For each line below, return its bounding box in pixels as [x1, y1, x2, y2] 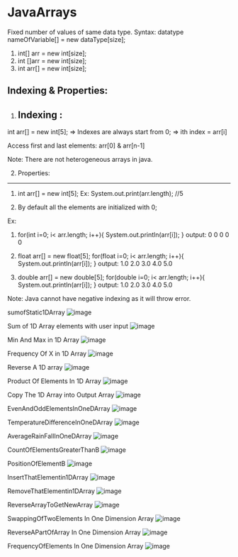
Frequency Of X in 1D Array [7, 349, 87, 358]
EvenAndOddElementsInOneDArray [7, 404, 111, 413]
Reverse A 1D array [7, 363, 63, 372]
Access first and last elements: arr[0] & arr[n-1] [7, 141, 145, 150]
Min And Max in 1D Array [7, 336, 80, 344]
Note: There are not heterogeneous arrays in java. [7, 155, 153, 164]
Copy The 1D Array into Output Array [7, 391, 115, 399]
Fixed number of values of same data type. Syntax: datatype [7, 28, 184, 36]
